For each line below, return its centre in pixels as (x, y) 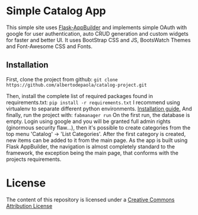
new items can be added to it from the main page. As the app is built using (97, 140)
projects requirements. (34, 159)
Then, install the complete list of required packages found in (79, 96)
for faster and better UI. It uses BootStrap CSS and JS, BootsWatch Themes (98, 40)
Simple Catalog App (56, 11)
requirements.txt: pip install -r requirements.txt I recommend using (93, 102)
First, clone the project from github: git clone (62, 79)
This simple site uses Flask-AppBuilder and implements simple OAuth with (97, 27)
